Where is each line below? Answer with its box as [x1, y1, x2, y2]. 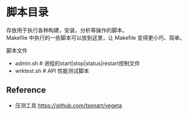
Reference [6, 85, 46, 95]
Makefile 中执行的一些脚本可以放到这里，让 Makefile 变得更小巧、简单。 [6, 34, 186, 41]
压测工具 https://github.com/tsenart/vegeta [14, 102, 122, 109]
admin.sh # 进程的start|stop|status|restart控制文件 [14, 60, 140, 67]
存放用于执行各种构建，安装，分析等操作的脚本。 [6, 26, 128, 34]
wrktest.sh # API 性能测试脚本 [14, 67, 89, 74]
